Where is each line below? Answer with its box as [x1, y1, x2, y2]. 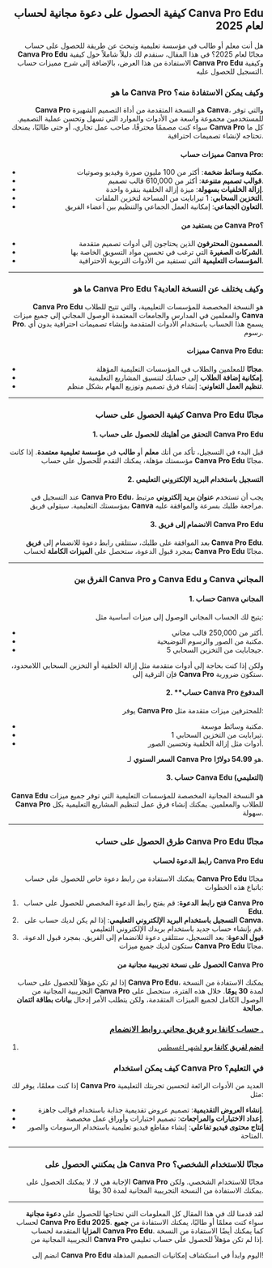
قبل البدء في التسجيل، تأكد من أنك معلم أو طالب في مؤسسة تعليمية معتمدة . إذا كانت [9, 447, 264, 457]
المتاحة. [240, 1131, 264, 1140]
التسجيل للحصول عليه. [196, 66, 264, 76]
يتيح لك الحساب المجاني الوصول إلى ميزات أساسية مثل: [96, 611, 264, 622]
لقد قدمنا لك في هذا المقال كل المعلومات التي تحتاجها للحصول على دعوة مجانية [25, 1209, 264, 1219]
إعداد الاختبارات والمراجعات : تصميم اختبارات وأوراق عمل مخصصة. [66, 1113, 264, 1123]
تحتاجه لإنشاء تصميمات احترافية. [167, 131, 264, 141]
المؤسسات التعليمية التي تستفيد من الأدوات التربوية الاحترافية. [79, 255, 264, 266]
